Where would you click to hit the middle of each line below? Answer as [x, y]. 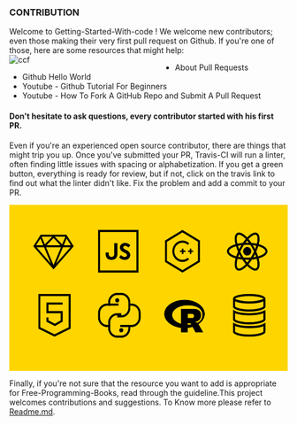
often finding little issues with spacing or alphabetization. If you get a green [146, 164]
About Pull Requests [212, 67]
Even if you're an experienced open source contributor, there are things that [148, 145]
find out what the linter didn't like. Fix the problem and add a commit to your [147, 182]
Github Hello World [56, 77]
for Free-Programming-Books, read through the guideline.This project [136, 392]
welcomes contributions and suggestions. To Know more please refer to [140, 402]
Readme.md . [32, 411]
